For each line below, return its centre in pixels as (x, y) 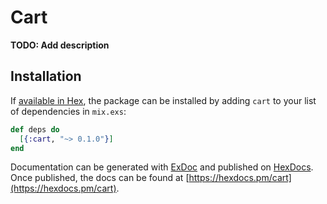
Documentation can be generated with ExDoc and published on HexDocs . (162, 167)
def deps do (35, 129)
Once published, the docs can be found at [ (100, 178)
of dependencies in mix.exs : (68, 111)
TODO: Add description (60, 45)
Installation (46, 76)
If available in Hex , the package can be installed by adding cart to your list (163, 100)
